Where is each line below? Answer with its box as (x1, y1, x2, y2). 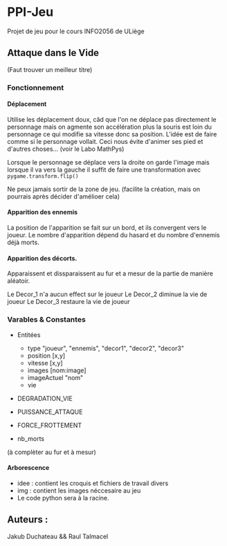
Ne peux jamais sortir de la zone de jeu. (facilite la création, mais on (7, 185, 201, 193)
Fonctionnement (7, 82, 64, 92)
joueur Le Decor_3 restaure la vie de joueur (7, 298, 130, 306)
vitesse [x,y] (27, 358, 64, 367)
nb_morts (17, 434, 45, 443)
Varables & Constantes (7, 315, 87, 325)
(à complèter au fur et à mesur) (7, 448, 97, 456)
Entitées (17, 330, 41, 339)
